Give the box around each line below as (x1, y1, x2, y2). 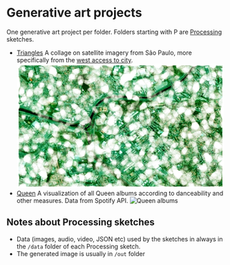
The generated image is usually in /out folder (16, 249, 146, 257)
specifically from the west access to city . (16, 55, 133, 64)
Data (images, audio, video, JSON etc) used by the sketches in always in (16, 235, 223, 243)
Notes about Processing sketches (6, 217, 155, 228)
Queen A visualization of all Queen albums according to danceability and (16, 189, 224, 198)
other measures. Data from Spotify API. (16, 197, 128, 205)
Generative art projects (6, 5, 142, 21)
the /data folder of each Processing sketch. (16, 242, 141, 250)
